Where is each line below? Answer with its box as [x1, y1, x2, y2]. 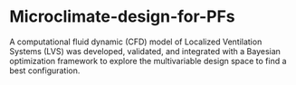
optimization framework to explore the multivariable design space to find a [9, 55, 287, 66]
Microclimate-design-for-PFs [9, 6, 235, 27]
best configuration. [9, 65, 81, 76]
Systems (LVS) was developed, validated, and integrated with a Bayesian [9, 45, 281, 56]
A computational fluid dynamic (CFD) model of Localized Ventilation [9, 36, 263, 47]
